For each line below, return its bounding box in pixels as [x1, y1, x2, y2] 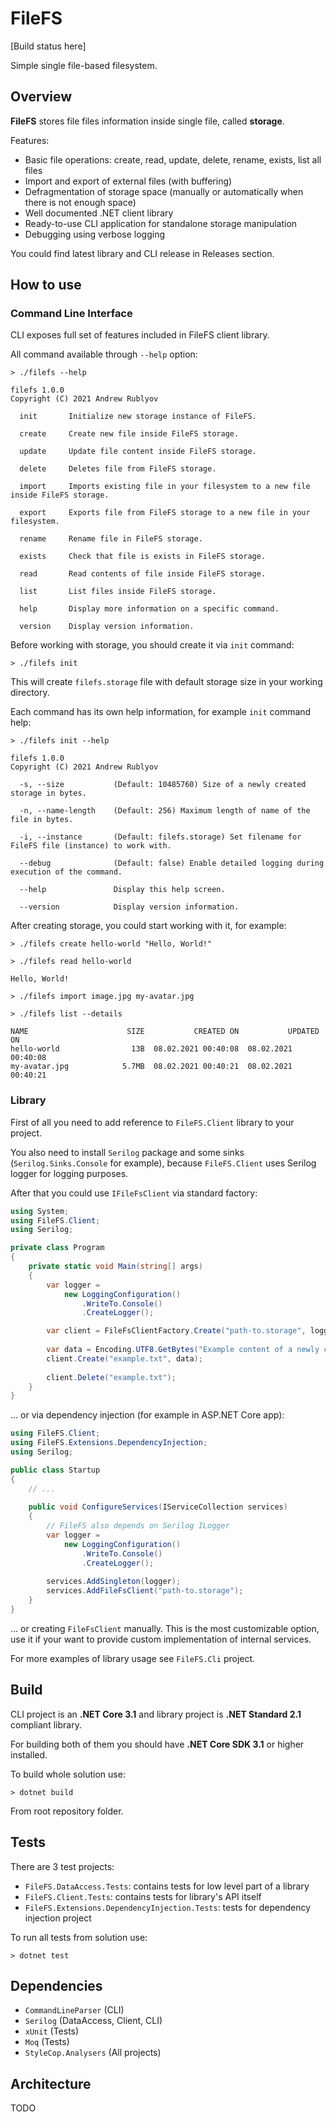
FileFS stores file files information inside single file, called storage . [10, 115, 285, 127]
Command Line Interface [10, 307, 133, 321]
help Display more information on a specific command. [19, 604, 280, 614]
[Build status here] [10, 40, 87, 52]
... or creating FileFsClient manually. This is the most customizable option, [10, 1622, 320, 1634]
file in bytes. [10, 815, 74, 825]
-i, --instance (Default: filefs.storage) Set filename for [19, 832, 302, 842]
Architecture [10, 2075, 92, 2092]
